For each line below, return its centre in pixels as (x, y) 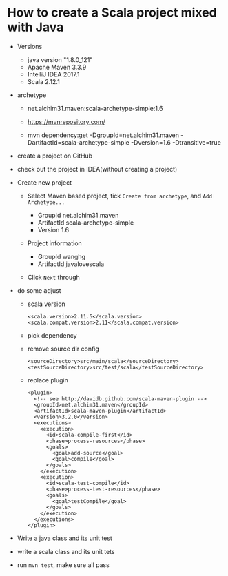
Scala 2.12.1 (43, 81)
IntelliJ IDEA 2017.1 (53, 74)
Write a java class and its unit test (64, 538)
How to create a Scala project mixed (112, 13)
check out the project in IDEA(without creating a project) (97, 169)
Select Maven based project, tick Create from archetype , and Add (120, 196)
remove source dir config (63, 349)
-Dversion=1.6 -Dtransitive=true (176, 142)
